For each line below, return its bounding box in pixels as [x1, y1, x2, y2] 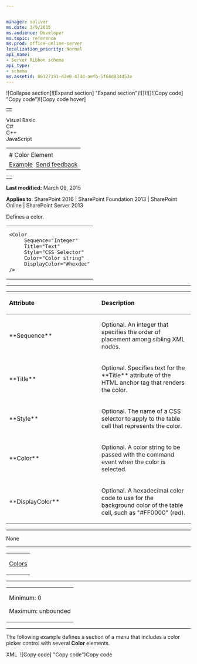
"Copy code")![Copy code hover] [6, 96, 86, 103]
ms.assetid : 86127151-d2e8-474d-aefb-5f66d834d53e [6, 73, 133, 79]
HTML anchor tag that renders [101, 378, 185, 387]
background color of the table [101, 501, 184, 509]
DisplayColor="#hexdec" [23, 261, 90, 267]
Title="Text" [23, 243, 60, 250]
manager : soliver [6, 19, 49, 25]
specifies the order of [101, 328, 161, 336]
